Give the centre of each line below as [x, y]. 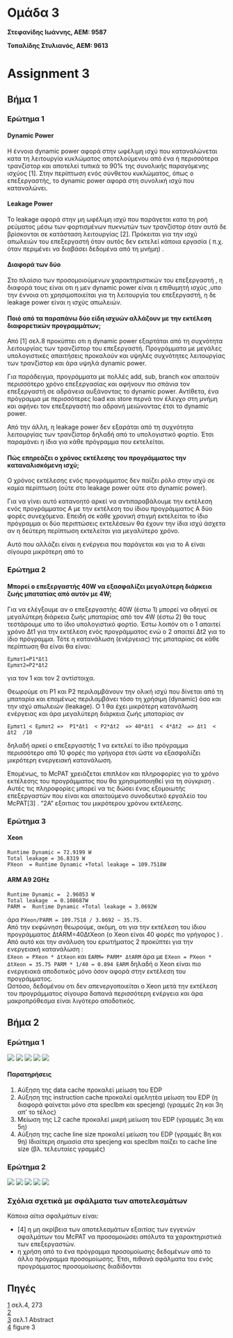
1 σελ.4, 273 [25, 1305]
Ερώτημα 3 [27, 821]
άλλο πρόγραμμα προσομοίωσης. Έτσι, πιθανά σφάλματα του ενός [115, 1259]
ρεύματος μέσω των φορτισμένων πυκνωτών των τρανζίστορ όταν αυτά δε [117, 227]
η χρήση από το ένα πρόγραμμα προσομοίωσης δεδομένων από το [114, 1252]
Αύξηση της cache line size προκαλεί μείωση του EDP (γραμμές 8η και [119, 1134]
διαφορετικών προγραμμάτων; [54, 325]
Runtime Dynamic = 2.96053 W [51, 895]
